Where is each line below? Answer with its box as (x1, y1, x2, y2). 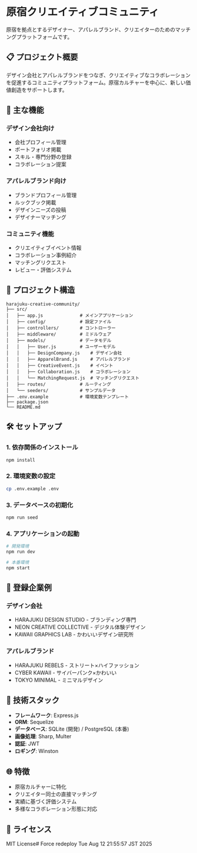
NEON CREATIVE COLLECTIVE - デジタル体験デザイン (14, 623, 146, 630)
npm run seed (6, 515, 38, 520)
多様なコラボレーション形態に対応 (14, 805, 98, 812)
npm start (6, 565, 31, 571)
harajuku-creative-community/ (6, 301, 81, 307)
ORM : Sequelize (14, 719, 54, 726)
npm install (6, 457, 35, 463)
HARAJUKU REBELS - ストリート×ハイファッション (14, 662, 139, 669)
